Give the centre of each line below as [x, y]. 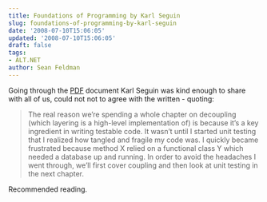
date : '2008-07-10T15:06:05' [57, 30]
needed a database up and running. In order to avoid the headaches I [142, 156]
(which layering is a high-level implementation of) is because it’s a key [143, 123]
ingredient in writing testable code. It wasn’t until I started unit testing [142, 131]
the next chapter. [56, 173]
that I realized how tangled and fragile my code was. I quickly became [143, 140]
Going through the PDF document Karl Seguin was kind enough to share [127, 90]
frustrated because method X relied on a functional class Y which [135, 148]
